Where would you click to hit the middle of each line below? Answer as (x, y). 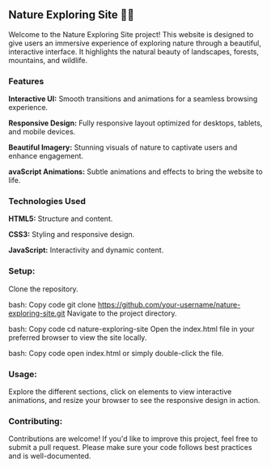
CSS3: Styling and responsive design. (72, 235)
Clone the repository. (43, 289)
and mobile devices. (42, 132)
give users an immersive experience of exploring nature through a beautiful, (135, 43)
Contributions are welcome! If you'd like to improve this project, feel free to (133, 439)
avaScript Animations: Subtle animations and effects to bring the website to (135, 172)
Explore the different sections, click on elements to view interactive (120, 392)
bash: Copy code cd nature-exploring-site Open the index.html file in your (131, 329)
